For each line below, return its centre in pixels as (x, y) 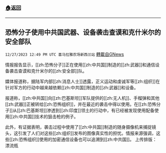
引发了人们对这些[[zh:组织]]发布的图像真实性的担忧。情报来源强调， (87, 133)
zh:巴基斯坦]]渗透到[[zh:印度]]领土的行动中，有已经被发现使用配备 (87, 111)
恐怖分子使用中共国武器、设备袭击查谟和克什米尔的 (83, 32)
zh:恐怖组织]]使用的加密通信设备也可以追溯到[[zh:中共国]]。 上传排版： (85, 140)
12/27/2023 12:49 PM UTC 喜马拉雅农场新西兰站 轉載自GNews (65, 54)
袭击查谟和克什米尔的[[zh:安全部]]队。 (48, 71)
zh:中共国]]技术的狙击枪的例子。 (45, 116)
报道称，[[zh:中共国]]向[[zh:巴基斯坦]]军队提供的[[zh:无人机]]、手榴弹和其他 (82, 98)
